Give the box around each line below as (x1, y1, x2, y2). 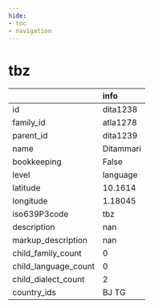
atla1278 (102, 117, 138, 129)
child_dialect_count (12, 274, 85, 285)
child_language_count (12, 261, 95, 272)
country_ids (12, 287, 56, 298)
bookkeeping (12, 156, 62, 167)
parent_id (12, 130, 48, 142)
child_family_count (12, 248, 82, 259)
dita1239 (102, 130, 138, 142)
